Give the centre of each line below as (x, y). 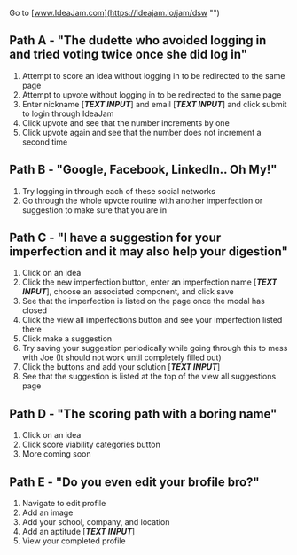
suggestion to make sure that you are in (94, 210)
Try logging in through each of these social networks (118, 191)
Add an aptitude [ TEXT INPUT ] (78, 532)
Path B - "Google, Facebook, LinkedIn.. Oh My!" (143, 170)
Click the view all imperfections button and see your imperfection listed (152, 320)
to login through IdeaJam (68, 113)
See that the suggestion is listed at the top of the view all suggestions (149, 377)
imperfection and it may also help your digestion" (148, 252)
